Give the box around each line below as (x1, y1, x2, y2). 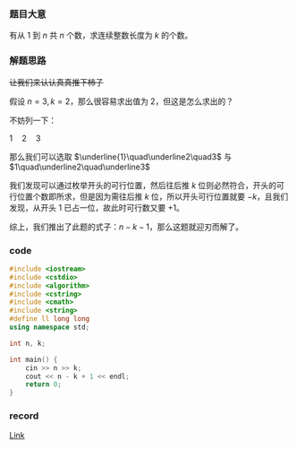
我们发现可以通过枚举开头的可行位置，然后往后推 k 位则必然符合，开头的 (9, 179, 277, 190)
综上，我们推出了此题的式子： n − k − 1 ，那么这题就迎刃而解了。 (9, 221, 244, 232)
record (9, 410, 39, 422)
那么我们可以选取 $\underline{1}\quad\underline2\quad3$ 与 (9, 151, 233, 162)
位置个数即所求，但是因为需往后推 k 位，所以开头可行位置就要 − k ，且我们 (16, 191, 289, 202)
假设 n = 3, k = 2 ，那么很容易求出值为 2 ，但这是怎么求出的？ (9, 96, 234, 107)
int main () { (9, 355, 58, 364)
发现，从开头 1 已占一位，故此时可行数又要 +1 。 (9, 202, 185, 212)
